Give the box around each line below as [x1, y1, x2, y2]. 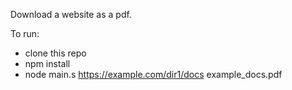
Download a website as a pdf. [10, 9, 132, 20]
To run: [10, 28, 40, 39]
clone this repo [24, 47, 87, 59]
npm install [24, 58, 71, 69]
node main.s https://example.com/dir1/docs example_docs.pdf [24, 69, 283, 80]
